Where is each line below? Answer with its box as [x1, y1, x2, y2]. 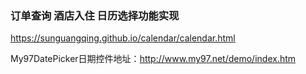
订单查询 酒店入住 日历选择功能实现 [10, 8, 180, 22]
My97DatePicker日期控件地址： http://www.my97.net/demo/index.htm [10, 53, 297, 65]
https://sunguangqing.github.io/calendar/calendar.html [10, 32, 236, 44]
